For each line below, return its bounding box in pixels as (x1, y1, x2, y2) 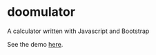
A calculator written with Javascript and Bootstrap (7, 27, 150, 35)
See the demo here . (7, 40, 64, 48)
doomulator (7, 4, 76, 20)
